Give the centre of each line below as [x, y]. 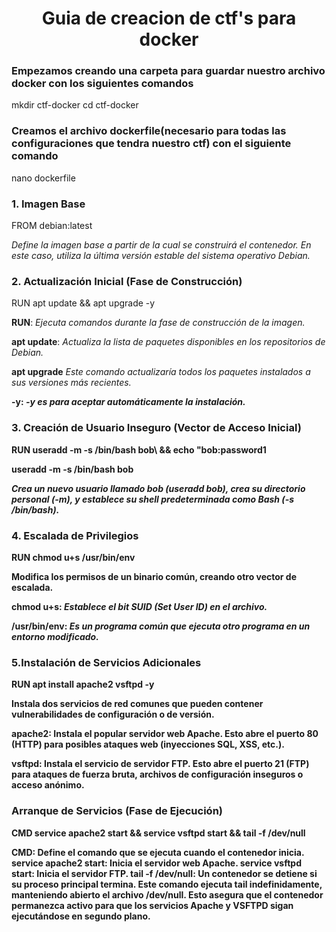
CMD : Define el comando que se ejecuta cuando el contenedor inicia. [158, 852]
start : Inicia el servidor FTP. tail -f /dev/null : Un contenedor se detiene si [164, 873]
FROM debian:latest [52, 226]
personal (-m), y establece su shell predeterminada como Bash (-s [153, 499]
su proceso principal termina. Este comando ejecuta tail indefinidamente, [167, 884]
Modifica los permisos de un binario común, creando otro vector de [154, 576]
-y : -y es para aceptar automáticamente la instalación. [128, 402]
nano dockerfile [43, 178]
